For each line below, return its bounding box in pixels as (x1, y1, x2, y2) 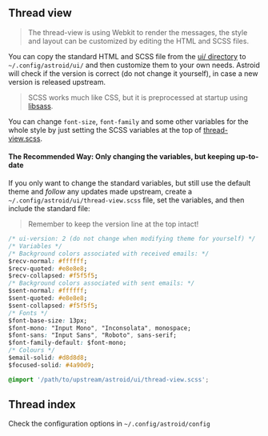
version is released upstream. (8, 77, 106, 86)
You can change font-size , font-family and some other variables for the (8, 116, 250, 126)
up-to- (236, 152, 259, 162)
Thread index (8, 398, 76, 411)
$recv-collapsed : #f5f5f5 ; (8, 272, 98, 280)
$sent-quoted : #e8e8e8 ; (8, 294, 88, 302)
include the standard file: (8, 204, 90, 214)
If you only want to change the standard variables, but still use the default (8, 178, 251, 188)
